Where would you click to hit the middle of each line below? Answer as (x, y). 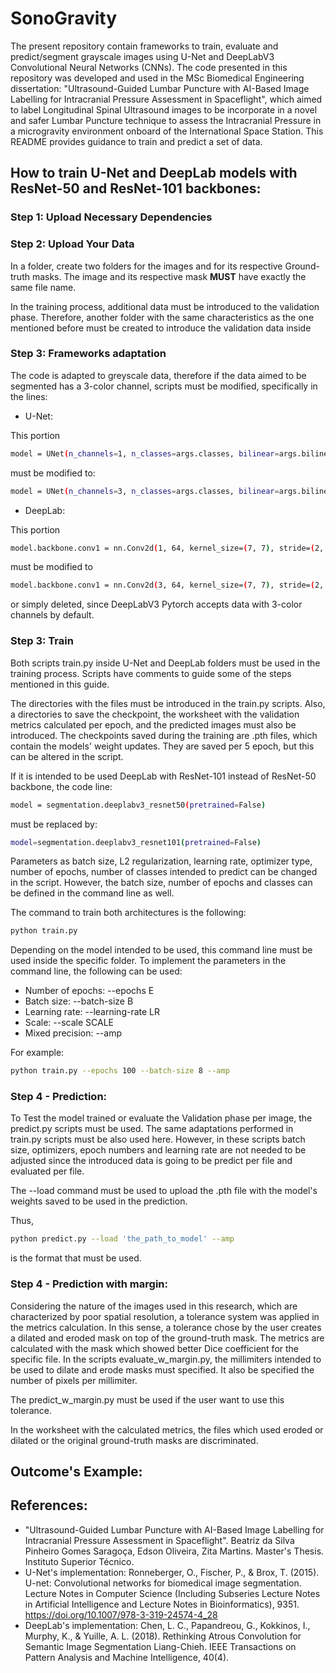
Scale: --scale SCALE (69, 1023)
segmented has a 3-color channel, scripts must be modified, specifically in (164, 386)
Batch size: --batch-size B (79, 1001)
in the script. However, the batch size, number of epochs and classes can (161, 883)
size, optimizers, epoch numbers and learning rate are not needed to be (158, 1150)
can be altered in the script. (67, 756)
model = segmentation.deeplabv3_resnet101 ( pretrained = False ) (136, 842)
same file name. (43, 287)
